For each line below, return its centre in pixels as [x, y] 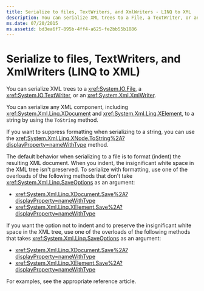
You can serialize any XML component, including [67, 107]
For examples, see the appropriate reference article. [71, 281]
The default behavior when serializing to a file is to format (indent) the [93, 156]
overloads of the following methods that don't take [70, 176]
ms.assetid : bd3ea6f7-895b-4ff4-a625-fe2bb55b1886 [72, 29]
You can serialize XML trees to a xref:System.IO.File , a [74, 89]
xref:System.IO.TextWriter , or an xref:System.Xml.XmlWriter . [81, 96]
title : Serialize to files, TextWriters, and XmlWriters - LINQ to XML [99, 12]
